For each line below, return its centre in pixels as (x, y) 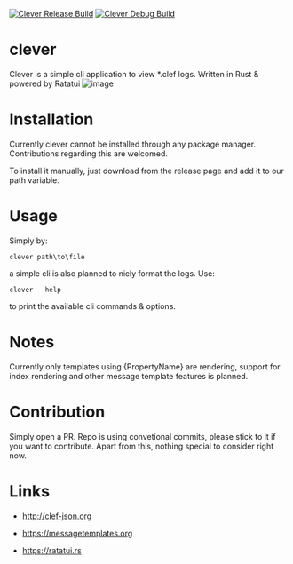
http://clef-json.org (57, 516)
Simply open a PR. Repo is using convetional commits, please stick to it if (143, 436)
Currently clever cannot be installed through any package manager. (133, 144)
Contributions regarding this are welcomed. (89, 153)
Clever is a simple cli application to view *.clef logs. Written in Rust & (134, 74)
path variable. (34, 180)
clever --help (36, 290)
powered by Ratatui (45, 83)
